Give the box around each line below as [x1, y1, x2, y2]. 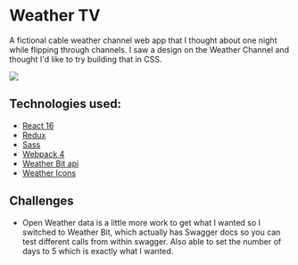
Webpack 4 [21, 148, 65, 159]
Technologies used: [9, 96, 122, 112]
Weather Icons [21, 167, 77, 178]
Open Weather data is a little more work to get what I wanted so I [21, 217, 261, 228]
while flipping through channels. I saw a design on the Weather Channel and [9, 44, 290, 54]
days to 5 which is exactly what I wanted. [21, 245, 174, 256]
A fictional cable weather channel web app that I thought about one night [9, 35, 277, 46]
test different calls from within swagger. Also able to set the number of [21, 236, 282, 246]
